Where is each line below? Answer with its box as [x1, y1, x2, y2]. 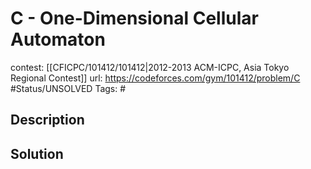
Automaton [10, 28, 106, 51]
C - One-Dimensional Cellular [10, 7, 259, 30]
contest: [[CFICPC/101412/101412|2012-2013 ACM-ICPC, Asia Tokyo [10, 61, 290, 73]
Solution [10, 145, 64, 162]
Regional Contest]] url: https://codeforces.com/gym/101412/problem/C [10, 72, 301, 84]
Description [10, 112, 85, 129]
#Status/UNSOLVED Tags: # [10, 82, 127, 94]
